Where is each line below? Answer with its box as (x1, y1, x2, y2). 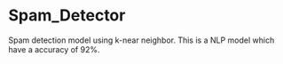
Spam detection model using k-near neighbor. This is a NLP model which (8, 35, 275, 45)
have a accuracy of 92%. (8, 44, 100, 54)
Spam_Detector (8, 5, 126, 26)
